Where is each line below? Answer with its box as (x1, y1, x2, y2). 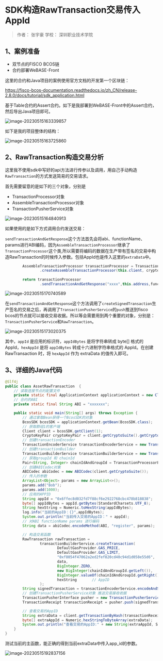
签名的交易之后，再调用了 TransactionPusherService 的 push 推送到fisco (9, 306, 148, 312)
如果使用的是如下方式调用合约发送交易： (5, 225, 86, 231)
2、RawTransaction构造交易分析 (5, 153, 104, 162)
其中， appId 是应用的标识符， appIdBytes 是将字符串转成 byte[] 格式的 (5, 338, 144, 344)
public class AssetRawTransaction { (5, 384, 81, 389)
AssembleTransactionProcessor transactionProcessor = (22, 264, 133, 268)
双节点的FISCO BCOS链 (12, 61, 60, 67)
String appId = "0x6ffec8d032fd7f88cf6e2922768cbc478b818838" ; (22, 496, 153, 501)
